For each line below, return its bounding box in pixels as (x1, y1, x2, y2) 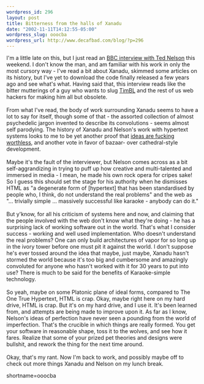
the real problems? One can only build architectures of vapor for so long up (6, 236, 197, 244)
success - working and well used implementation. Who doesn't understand (6, 230, 196, 237)
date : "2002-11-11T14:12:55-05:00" (6, 26, 97, 32)
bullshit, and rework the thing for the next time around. (6, 341, 144, 348)
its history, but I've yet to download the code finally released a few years (6, 74, 190, 81)
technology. (6, 276, 37, 282)
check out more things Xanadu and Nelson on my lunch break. (6, 360, 164, 367)
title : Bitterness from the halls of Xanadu (6, 20, 122, 26)
